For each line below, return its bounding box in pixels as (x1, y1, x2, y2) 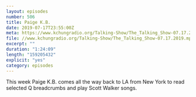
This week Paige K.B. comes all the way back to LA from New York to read (6, 78, 185, 85)
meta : (6, 30, 19, 36)
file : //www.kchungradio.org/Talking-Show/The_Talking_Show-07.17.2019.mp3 (6, 35, 194, 41)
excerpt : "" (6, 41, 35, 47)
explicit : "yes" (6, 57, 45, 63)
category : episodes (6, 62, 54, 69)
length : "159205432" (6, 52, 57, 58)
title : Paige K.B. (6, 19, 51, 25)
